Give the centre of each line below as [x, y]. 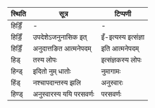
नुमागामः [111, 71]
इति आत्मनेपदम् [120, 48]
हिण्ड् [17, 94]
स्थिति [18, 14]
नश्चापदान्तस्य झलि [57, 82]
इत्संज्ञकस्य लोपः [122, 60]
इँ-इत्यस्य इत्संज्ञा [123, 37]
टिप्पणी [123, 14]
